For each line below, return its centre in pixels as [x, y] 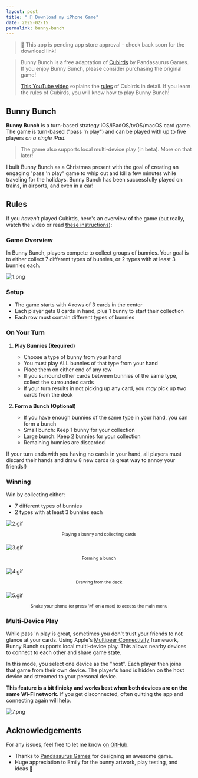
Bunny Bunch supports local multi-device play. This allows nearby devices [96, 647]
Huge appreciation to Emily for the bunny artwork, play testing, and [96, 762]
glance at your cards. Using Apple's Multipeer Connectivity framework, [92, 640]
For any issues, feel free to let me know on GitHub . [67, 745]
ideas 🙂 [24, 769]
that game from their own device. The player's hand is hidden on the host [95, 670]
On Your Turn [26, 332]
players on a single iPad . [36, 138]
